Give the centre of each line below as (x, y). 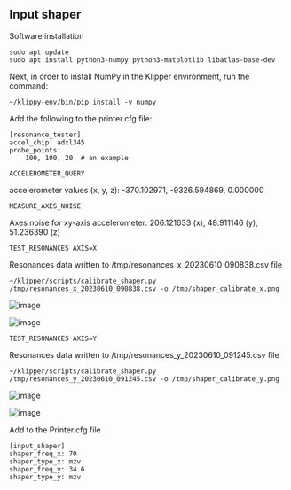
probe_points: (35, 150)
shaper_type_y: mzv (45, 477)
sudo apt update (39, 52)
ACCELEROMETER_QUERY (47, 173)
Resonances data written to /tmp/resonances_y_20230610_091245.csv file (144, 354)
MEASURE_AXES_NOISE (45, 206)
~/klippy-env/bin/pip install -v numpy (83, 102)
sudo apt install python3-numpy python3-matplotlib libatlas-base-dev (142, 60)
